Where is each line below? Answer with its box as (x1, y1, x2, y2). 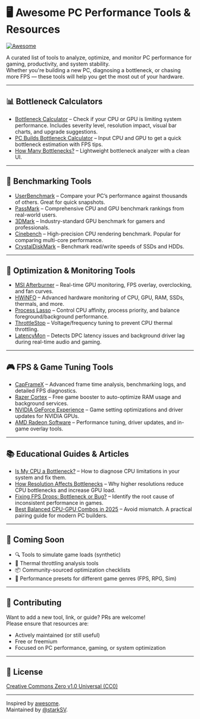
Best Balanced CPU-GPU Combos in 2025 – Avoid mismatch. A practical (14, 506, 192, 513)
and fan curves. (14, 288, 54, 295)
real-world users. (14, 211, 58, 218)
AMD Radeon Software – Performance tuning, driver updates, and (14, 419, 176, 426)
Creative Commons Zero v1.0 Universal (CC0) (6, 683, 118, 690)
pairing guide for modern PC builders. (14, 512, 108, 519)
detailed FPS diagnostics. (14, 387, 77, 395)
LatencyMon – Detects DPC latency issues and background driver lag (14, 332, 185, 339)
